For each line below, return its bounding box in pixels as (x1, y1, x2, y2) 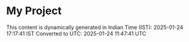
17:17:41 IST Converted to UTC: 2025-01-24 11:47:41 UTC (6, 30, 146, 37)
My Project (6, 4, 62, 18)
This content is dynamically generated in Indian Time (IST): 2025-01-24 (6, 24, 184, 31)
